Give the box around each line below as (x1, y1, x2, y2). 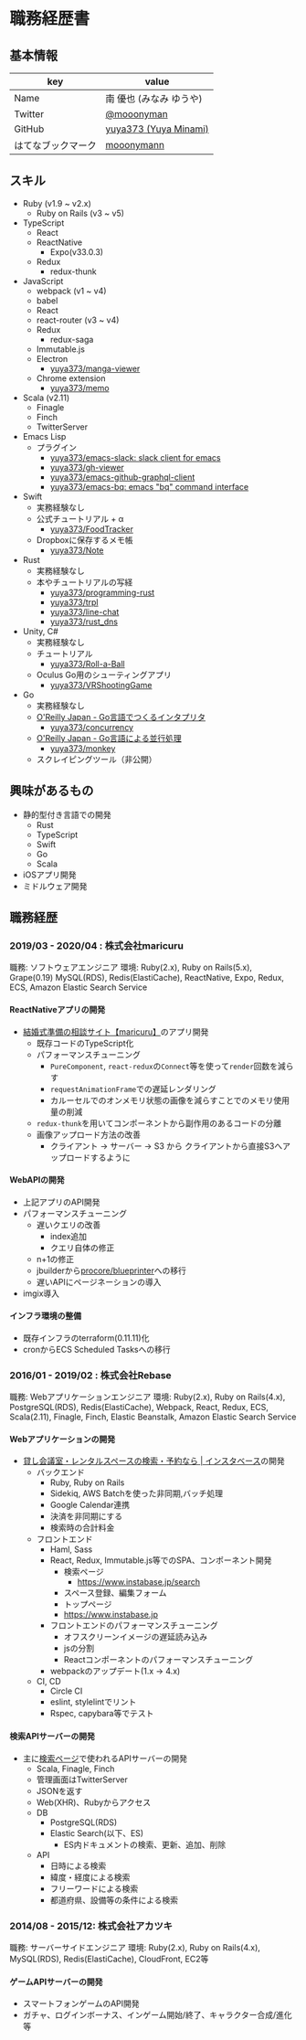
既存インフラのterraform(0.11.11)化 (22, 1332, 150, 1344)
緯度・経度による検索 (49, 1871, 131, 1883)
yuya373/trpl (49, 596, 99, 608)
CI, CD (36, 1676, 61, 1687)
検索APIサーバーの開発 (9, 1731, 96, 1742)
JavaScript (22, 275, 64, 286)
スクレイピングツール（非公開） (36, 753, 157, 764)
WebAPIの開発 (9, 1174, 65, 1185)
